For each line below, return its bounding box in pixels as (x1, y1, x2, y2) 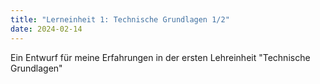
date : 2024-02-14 (10, 24, 83, 34)
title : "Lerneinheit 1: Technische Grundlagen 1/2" (10, 14, 230, 25)
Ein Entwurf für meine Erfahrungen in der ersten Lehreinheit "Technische (10, 51, 311, 63)
